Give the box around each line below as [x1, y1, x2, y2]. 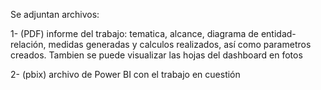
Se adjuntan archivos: [10, 9, 100, 20]
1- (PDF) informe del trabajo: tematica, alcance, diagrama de [10, 28, 259, 39]
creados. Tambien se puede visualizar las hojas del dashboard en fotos [10, 49, 303, 61]
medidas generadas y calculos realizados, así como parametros [48, 39, 312, 50]
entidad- [260, 28, 297, 39]
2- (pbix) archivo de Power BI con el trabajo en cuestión [10, 69, 241, 80]
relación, [10, 39, 47, 50]
